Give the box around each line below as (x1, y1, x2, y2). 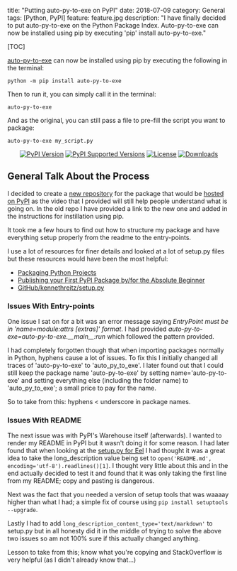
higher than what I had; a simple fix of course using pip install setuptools (7, 498, 229, 506)
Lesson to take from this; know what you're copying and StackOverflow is (7, 548, 223, 557)
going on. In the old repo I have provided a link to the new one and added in (7, 204, 228, 212)
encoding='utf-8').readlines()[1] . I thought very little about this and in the (7, 462, 229, 470)
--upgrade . (7, 506, 38, 514)
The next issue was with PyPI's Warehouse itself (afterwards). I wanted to (7, 431, 222, 440)
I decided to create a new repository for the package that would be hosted (7, 189, 224, 197)
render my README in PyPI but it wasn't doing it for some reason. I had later (7, 439, 230, 447)
